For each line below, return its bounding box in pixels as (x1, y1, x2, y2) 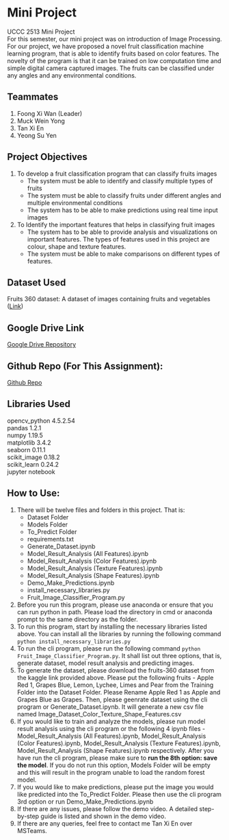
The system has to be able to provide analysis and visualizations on (27, 228, 217, 236)
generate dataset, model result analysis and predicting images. (16, 659, 195, 667)
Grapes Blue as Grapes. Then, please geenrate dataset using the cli (16, 695, 208, 703)
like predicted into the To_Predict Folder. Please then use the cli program (16, 790, 222, 798)
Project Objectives (7, 151, 87, 163)
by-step (16, 812, 40, 820)
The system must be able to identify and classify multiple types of (27, 176, 213, 185)
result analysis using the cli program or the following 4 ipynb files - (16, 724, 206, 732)
